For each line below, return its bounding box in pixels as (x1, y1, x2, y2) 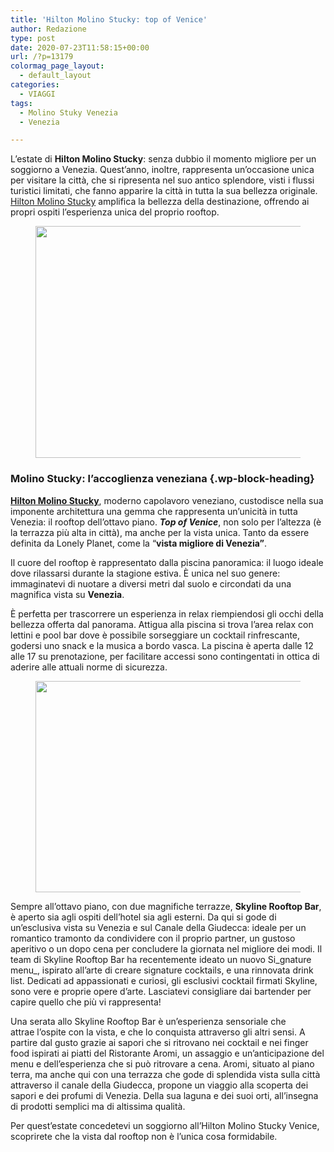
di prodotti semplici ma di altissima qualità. (10, 1100, 186, 1112)
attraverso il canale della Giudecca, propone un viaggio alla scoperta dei (10, 1079, 309, 1091)
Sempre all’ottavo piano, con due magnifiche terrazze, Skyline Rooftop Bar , (10, 900, 322, 912)
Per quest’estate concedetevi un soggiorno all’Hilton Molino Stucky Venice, (10, 1119, 320, 1131)
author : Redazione (10, 24, 87, 34)
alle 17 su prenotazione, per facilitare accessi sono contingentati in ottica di (10, 650, 320, 662)
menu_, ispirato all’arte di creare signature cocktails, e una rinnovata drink (10, 964, 314, 976)
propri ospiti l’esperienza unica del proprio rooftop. (10, 206, 220, 218)
